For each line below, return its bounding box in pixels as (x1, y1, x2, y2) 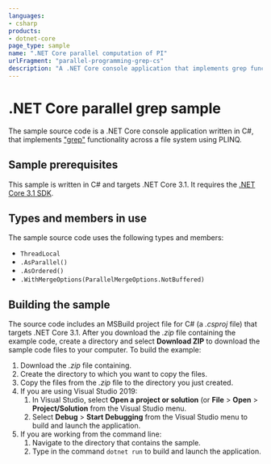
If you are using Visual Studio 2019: (19, 386, 138, 396)
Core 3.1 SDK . (8, 188, 54, 198)
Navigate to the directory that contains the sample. (31, 438, 202, 448)
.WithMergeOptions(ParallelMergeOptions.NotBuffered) (19, 276, 205, 284)
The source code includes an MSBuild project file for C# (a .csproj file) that (8, 319, 258, 329)
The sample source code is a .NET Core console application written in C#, (8, 126, 254, 136)
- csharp (8, 19, 38, 27)
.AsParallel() (19, 259, 68, 267)
